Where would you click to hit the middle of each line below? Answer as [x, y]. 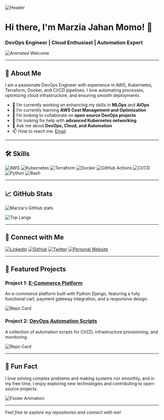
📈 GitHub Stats [29, 194]
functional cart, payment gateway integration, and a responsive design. [77, 299]
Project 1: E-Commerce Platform [44, 283]
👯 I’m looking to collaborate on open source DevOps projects [74, 116]
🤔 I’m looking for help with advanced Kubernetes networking [74, 120]
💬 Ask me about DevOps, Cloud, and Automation [62, 126]
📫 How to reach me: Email [39, 131]
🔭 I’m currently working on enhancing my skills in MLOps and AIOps [81, 105]
